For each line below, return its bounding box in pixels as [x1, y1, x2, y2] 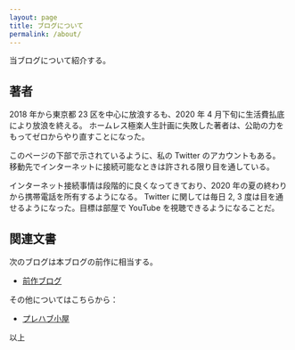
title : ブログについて [9, 21, 85, 30]
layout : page [9, 12, 58, 22]
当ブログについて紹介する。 [9, 55, 111, 66]
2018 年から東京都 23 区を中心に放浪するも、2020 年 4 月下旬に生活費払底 [9, 109, 285, 120]
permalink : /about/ [9, 29, 82, 38]
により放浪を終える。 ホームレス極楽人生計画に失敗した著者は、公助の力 [9, 120, 276, 131]
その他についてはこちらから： [9, 295, 119, 305]
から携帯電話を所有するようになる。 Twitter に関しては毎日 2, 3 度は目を [9, 191, 276, 202]
